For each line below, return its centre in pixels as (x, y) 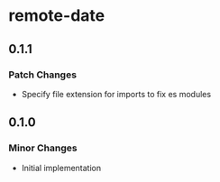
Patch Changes (43, 75)
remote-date (57, 16)
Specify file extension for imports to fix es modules (116, 94)
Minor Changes (43, 148)
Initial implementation (61, 168)
